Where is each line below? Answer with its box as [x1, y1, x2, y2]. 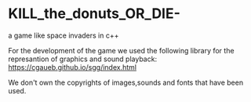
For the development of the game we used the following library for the [8, 46, 235, 55]
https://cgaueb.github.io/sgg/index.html [8, 62, 137, 71]
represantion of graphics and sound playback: [8, 54, 158, 64]
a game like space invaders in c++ [8, 31, 119, 40]
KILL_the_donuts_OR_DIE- [8, 5, 180, 23]
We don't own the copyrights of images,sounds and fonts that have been [8, 78, 244, 87]
